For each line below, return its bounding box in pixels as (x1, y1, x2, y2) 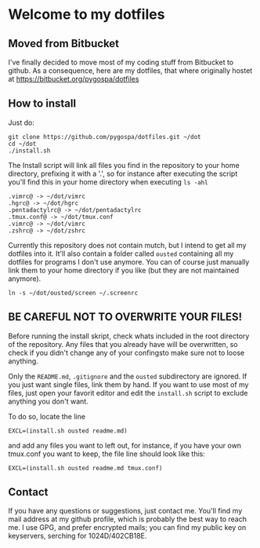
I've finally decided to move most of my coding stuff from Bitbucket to (8, 57, 234, 67)
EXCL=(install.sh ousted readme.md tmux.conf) (8, 464, 163, 472)
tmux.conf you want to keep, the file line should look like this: (8, 449, 206, 458)
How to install (8, 97, 77, 111)
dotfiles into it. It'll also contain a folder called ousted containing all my (8, 249, 234, 258)
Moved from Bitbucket (8, 37, 120, 50)
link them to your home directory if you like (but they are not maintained (8, 265, 240, 275)
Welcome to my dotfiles (8, 5, 165, 24)
